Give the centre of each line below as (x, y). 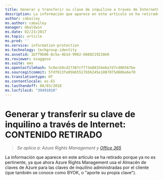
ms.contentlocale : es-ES (30, 81)
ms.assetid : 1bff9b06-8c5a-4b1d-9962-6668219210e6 (57, 54)
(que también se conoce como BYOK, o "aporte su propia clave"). (71, 173)
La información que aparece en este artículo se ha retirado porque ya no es (81, 157)
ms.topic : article (24, 37)
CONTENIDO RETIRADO (54, 134)
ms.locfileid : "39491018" (31, 90)
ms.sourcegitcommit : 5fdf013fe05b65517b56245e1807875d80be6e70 (70, 72)
